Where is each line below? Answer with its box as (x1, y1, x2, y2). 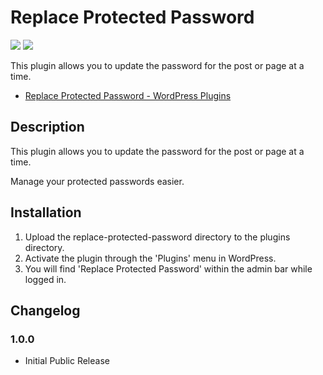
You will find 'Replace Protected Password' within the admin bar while (24, 262, 313, 275)
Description (10, 119, 85, 136)
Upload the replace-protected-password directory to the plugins (24, 231, 291, 243)
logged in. (24, 273, 67, 285)
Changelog (10, 302, 81, 319)
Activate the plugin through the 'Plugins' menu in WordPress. (24, 252, 277, 264)
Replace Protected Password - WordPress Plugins (24, 89, 232, 101)
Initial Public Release (24, 355, 110, 367)
